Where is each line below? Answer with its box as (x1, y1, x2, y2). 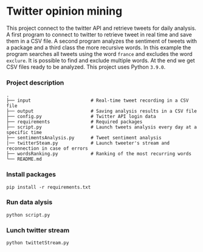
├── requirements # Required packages (6, 119, 143, 125)
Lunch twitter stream (6, 226, 70, 234)
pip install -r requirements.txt (6, 184, 91, 190)
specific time (6, 130, 43, 136)
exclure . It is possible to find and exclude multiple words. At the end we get (6, 57, 195, 64)
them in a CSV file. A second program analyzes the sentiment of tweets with (6, 37, 198, 44)
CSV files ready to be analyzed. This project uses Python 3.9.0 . (6, 63, 166, 71)
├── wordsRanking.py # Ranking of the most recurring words (6, 151, 191, 157)
